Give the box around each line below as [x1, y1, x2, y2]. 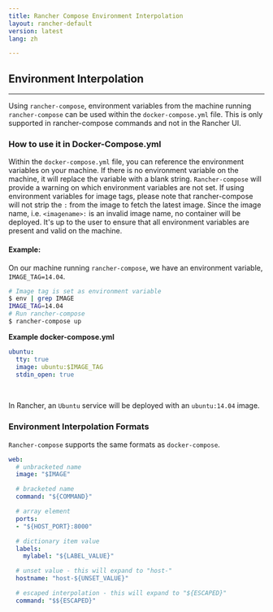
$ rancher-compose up [8, 318, 82, 326]
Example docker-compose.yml [8, 332, 115, 341]
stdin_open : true [15, 371, 75, 379]
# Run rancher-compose [8, 310, 85, 318]
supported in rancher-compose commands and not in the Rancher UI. [8, 119, 241, 128]
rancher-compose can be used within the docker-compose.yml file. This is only [8, 110, 263, 119]
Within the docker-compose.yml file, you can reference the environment [8, 157, 245, 167]
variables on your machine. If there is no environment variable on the [8, 166, 239, 176]
